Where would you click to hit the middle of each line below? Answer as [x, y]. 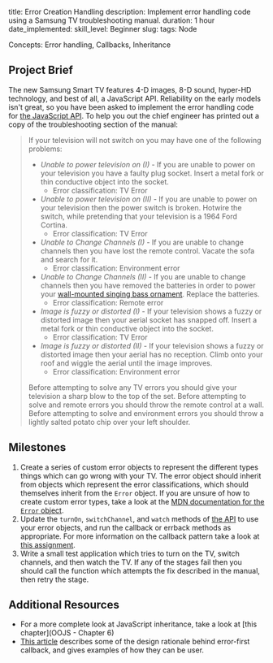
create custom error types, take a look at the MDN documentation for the [142, 501]
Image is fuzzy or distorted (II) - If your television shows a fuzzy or [152, 345]
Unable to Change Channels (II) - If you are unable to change [143, 276]
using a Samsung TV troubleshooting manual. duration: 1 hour [112, 20]
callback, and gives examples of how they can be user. [112, 650]
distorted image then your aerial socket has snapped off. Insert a [149, 319]
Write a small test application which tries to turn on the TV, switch [130, 553]
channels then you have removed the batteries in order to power [148, 285]
